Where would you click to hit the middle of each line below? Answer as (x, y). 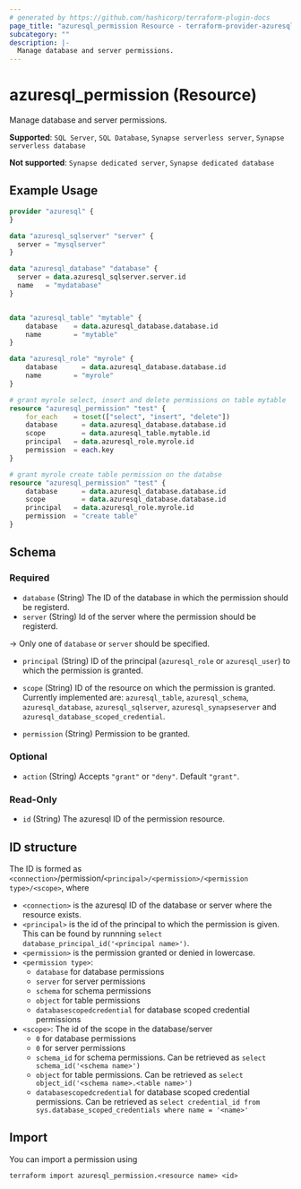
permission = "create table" (82, 516)
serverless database (48, 146)
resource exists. (52, 914)
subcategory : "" (39, 34)
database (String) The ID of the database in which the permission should (155, 598)
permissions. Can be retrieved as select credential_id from (148, 1101)
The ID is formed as (46, 868)
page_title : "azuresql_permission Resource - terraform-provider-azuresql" (154, 26)
